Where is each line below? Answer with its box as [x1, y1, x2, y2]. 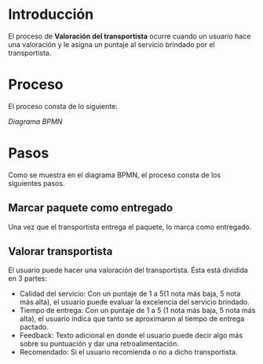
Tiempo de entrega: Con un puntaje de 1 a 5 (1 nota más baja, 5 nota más [19, 306, 256, 315]
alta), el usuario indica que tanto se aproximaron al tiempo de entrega [19, 314, 245, 323]
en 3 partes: [8, 274, 48, 283]
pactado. [19, 322, 49, 332]
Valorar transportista [8, 245, 113, 258]
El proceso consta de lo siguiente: [8, 101, 118, 111]
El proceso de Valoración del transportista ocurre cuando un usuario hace [8, 31, 251, 41]
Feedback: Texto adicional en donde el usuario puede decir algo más [19, 331, 243, 340]
